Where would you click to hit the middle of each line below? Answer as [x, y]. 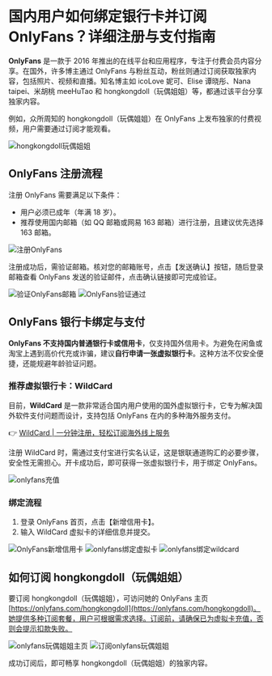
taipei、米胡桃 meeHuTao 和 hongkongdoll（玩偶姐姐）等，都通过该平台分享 [136, 91]
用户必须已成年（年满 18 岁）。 [70, 212]
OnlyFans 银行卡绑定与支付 [77, 322]
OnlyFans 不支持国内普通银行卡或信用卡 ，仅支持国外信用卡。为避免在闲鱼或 [136, 343]
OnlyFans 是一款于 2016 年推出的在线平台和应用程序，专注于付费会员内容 [132, 61]
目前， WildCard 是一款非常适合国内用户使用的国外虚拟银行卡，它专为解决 [132, 405]
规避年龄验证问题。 [68, 363]
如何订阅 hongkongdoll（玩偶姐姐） [98, 577]
